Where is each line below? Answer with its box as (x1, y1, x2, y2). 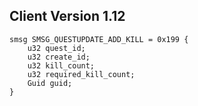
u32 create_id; (27, 52, 91, 62)
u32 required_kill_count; (27, 69, 136, 79)
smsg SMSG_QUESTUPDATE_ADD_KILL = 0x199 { (9, 34, 189, 44)
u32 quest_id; (27, 43, 86, 53)
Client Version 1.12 (9, 8, 126, 25)
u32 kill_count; (27, 60, 96, 71)
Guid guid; (27, 78, 73, 88)
